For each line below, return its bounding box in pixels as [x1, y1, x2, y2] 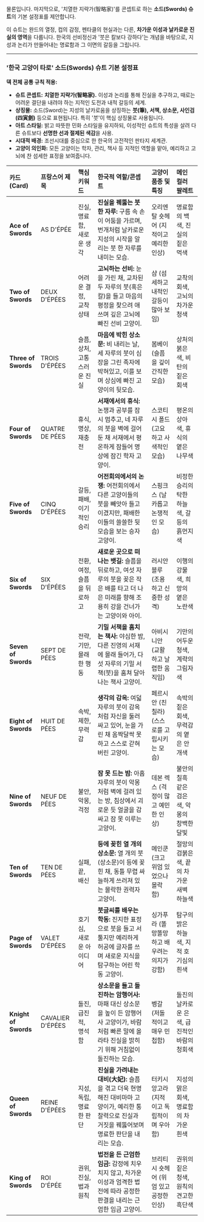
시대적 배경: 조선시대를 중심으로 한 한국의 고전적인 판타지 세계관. [15, 137, 168, 144]
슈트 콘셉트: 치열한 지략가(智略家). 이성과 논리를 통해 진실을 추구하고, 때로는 [15, 91, 195, 99]
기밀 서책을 [97, 623, 127, 631]
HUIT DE [40, 717, 66, 726]
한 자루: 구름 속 [97, 208, 138, 216]
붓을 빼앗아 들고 [97, 500, 141, 508]
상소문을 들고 [97, 981, 134, 990]
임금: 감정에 [97, 1159, 129, 1168]
